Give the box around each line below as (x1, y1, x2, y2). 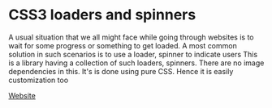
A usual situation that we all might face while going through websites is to (8, 32, 254, 42)
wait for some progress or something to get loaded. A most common (8, 40, 237, 50)
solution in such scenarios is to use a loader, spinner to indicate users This (8, 49, 258, 59)
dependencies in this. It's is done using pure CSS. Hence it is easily (8, 66, 234, 76)
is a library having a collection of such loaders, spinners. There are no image (8, 58, 265, 68)
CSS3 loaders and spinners (8, 6, 196, 24)
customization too (8, 75, 69, 85)
